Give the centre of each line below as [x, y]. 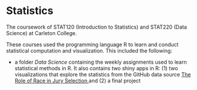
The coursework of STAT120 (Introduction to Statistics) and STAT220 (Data [97, 27]
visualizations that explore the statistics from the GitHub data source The [103, 74]
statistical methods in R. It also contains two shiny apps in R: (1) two [96, 68]
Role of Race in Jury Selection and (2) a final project [77, 81]
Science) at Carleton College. [42, 33]
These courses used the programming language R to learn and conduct [92, 44]
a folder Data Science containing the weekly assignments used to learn [101, 62]
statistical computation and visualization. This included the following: [89, 50]
